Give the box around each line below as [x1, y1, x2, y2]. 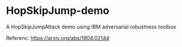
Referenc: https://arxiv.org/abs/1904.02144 [6, 34, 110, 41]
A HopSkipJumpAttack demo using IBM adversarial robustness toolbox [6, 23, 177, 30]
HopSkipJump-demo [6, 4, 110, 17]
